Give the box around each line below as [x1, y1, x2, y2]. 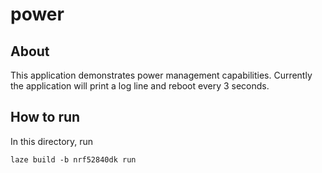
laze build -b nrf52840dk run [10, 154, 137, 165]
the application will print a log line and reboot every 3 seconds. [10, 80, 270, 92]
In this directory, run [10, 135, 94, 147]
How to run [10, 109, 81, 126]
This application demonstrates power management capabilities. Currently [10, 69, 313, 81]
